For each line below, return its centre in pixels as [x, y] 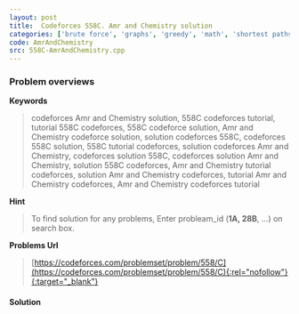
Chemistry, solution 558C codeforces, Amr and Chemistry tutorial [151, 165]
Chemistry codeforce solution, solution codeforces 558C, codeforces [158, 137]
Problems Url [34, 246]
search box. [53, 229]
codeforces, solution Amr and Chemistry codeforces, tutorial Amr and [159, 175]
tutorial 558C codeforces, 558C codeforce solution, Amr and [142, 128]
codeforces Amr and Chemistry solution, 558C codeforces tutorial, [153, 118]
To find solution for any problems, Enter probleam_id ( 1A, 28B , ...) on [157, 219]
